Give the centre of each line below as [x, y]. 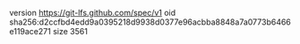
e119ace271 [30, 31]
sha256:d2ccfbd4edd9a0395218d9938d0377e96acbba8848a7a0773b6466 [150, 22]
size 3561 [70, 31]
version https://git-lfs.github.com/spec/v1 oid [93, 13]
